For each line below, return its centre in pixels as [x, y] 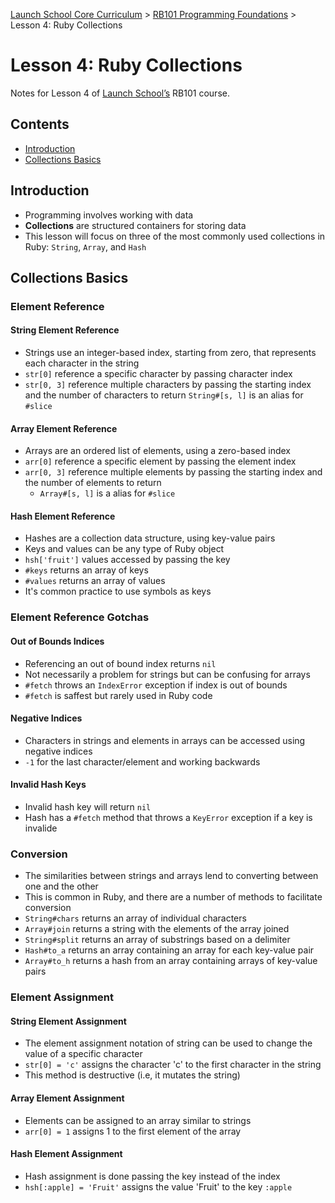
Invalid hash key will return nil [88, 807]
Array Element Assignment [67, 1098]
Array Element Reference [64, 428]
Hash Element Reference [63, 516]
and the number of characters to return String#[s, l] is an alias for [164, 395]
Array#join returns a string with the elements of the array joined [157, 929]
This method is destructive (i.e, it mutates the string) [132, 1075]
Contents [40, 124]
